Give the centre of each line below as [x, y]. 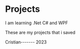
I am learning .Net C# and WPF [37, 23]
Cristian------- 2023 [26, 42]
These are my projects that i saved [40, 32]
